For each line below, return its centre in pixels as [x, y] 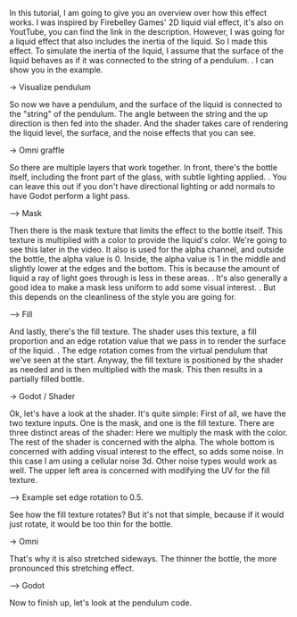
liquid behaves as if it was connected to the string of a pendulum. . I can [142, 60]
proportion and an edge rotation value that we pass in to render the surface [148, 341]
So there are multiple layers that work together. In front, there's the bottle [144, 167]
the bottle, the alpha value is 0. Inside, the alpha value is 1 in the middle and [148, 259]
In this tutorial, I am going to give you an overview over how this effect [138, 13]
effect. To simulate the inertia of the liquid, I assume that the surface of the [146, 51]
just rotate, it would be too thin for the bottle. [91, 524]
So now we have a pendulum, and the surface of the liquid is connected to [146, 104]
